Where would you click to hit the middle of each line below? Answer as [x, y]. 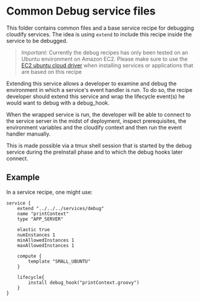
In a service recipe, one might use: [49, 192]
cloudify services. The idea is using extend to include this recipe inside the [99, 34]
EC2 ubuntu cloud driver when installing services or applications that [107, 65]
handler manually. [28, 134]
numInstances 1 [36, 235]
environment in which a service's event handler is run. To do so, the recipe [99, 90]
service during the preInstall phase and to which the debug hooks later [95, 152]
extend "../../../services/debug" [61, 208]
